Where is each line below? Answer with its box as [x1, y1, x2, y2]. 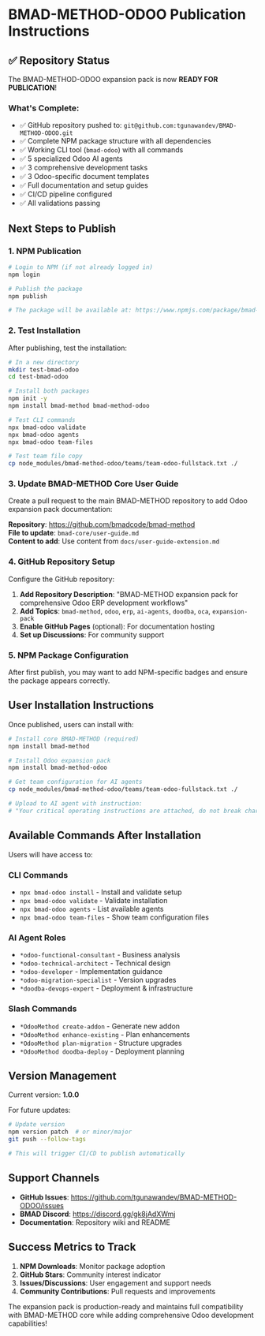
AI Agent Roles [8, 932, 66, 943]
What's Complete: [8, 103, 80, 114]
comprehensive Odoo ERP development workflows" [19, 598, 188, 607]
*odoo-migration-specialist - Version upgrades [19, 976, 177, 985]
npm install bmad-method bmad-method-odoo [8, 402, 150, 410]
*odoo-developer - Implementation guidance [19, 967, 163, 976]
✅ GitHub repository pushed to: [19, 121, 122, 130]
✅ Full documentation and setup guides [19, 181, 148, 190]
